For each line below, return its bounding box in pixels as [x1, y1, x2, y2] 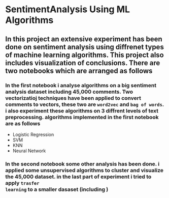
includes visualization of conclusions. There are [5, 59, 160, 67]
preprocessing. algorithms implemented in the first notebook [5, 114, 159, 121]
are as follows [5, 120, 41, 127]
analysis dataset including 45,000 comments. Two [5, 88, 133, 95]
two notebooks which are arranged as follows [5, 66, 153, 75]
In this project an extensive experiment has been [5, 35, 162, 43]
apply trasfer [5, 179, 40, 186]
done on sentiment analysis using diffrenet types [5, 42, 164, 51]
